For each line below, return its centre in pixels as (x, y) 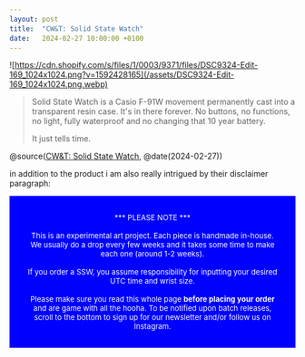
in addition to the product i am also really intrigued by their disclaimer (139, 174)
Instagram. (152, 327)
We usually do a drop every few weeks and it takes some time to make (152, 245)
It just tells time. (61, 139)
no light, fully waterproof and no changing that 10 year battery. (148, 121)
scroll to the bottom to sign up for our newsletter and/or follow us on (152, 318)
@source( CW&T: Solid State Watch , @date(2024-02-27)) (116, 156)
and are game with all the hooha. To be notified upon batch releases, (152, 309)
